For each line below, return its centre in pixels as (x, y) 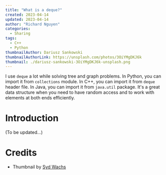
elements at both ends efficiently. (40, 98)
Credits (21, 153)
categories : (18, 29)
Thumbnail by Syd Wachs (39, 167)
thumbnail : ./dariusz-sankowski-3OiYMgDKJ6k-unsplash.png (68, 62)
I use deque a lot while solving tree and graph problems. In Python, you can (83, 76)
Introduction (32, 118)
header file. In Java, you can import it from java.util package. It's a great (82, 87)
